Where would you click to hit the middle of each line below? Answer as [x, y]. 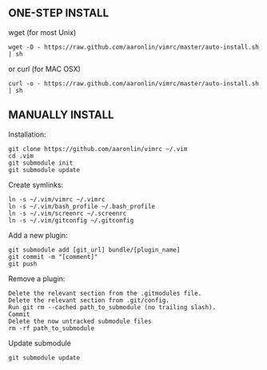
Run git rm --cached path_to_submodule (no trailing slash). [112, 307]
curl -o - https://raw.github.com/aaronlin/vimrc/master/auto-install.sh [134, 83]
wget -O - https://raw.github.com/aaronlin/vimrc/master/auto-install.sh [134, 47]
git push [23, 264]
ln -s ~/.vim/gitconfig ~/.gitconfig [71, 220]
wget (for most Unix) [42, 32]
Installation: [27, 134]
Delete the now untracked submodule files [80, 321]
